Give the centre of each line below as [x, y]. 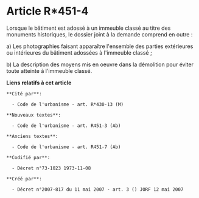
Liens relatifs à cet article [39, 83]
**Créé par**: [24, 179]
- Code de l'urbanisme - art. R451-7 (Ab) [66, 147]
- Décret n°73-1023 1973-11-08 [51, 168]
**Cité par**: [24, 94]
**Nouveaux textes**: [34, 115]
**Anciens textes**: [33, 136]
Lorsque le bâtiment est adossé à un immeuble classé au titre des [89, 28]
